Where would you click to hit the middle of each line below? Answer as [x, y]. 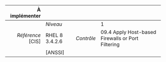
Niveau [54, 24]
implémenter [25, 16]
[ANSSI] [55, 52]
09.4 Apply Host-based [128, 32]
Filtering [110, 45]
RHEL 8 [54, 35]
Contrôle [86, 38]
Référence [29, 35]
